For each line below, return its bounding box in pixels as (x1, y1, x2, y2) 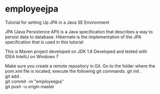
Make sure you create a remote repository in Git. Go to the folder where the (5, 63, 156, 69)
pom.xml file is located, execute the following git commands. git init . (5, 68, 142, 74)
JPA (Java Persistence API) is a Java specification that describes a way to (5, 29, 153, 34)
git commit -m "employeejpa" (5, 78, 64, 84)
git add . (5, 73, 22, 79)
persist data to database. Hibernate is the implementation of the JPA (5, 34, 142, 40)
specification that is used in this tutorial (5, 39, 83, 45)
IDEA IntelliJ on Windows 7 (5, 53, 59, 59)
